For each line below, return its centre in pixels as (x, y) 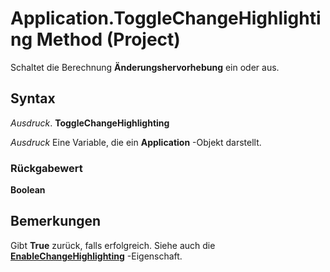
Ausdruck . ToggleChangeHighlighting (90, 123)
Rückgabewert (46, 168)
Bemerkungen (56, 221)
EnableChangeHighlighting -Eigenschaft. (96, 256)
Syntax (33, 98)
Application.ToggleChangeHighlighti (166, 18)
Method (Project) (108, 39)
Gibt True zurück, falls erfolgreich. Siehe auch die (113, 245)
